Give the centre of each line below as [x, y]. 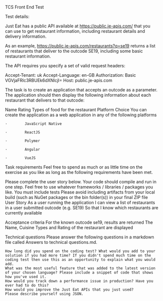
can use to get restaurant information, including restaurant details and [75, 31]
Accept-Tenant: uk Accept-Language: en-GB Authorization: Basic [71, 75]
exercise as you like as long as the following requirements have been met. [79, 172]
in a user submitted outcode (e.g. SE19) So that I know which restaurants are [82, 208]
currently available [24, 213]
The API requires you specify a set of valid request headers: [65, 66]
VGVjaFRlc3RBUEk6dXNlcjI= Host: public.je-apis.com [59, 80]
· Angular [23, 150]
